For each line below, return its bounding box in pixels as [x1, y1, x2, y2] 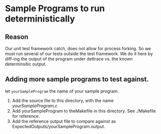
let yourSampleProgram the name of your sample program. [5, 88, 119, 94]
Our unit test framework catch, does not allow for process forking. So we [5, 46, 151, 51]
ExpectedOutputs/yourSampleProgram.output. [12, 123, 106, 129]
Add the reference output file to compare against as [12, 118, 116, 124]
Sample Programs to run [5, 3, 105, 14]
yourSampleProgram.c [12, 103, 58, 109]
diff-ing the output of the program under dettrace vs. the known [5, 56, 133, 61]
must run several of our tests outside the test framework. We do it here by [5, 51, 153, 57]
